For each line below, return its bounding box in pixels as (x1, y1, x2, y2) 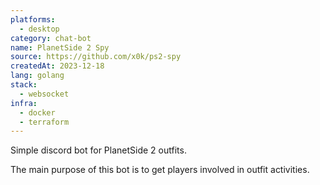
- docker (19, 107, 56, 118)
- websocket (19, 89, 70, 99)
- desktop (19, 24, 60, 34)
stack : (10, 80, 38, 90)
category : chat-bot (10, 33, 92, 43)
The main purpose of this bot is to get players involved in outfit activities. (10, 164, 310, 176)
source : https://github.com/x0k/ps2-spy (10, 52, 182, 62)
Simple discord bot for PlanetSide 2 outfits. (10, 144, 187, 156)
